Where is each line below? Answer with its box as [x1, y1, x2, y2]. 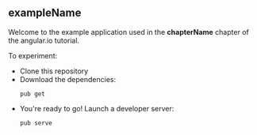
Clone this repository [19, 66, 89, 76]
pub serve [19, 118, 53, 127]
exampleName [8, 6, 82, 20]
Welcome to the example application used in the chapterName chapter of [8, 27, 250, 36]
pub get [19, 90, 45, 98]
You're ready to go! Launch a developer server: [19, 103, 175, 113]
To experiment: [8, 51, 58, 60]
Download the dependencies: [19, 74, 117, 84]
